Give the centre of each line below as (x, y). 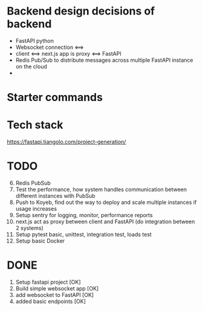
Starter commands (55, 97)
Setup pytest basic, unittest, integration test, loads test (83, 234)
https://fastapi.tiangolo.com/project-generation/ (66, 142)
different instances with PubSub (55, 196)
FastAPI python (34, 41)
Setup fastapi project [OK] (48, 282)
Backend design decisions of (81, 11)
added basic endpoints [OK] (51, 301)
